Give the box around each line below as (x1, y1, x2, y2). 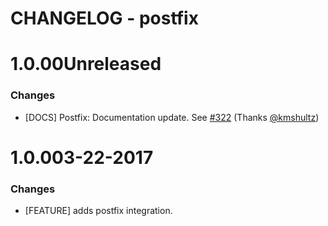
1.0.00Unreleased (10, 53, 162, 76)
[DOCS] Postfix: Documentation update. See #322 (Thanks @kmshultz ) (24, 111, 320, 123)
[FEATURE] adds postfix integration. (24, 205, 173, 217)
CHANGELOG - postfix (10, 7, 199, 30)
